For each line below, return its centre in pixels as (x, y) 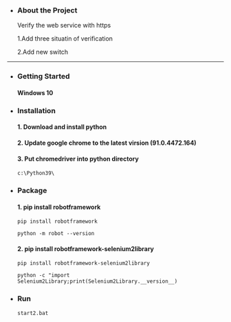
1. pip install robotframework (59, 207)
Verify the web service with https (64, 26)
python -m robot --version (56, 234)
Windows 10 (35, 92)
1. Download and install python (62, 127)
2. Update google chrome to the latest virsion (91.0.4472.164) (107, 143)
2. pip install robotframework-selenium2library (86, 249)
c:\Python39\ (36, 173)
